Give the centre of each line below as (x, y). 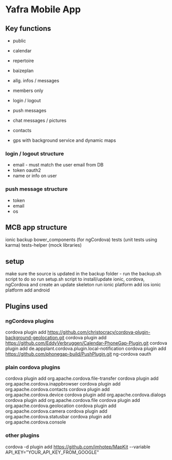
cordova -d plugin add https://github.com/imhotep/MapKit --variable (78, 447)
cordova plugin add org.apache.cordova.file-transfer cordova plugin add (82, 378)
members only (28, 90)
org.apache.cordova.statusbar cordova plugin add (58, 417)
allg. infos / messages (36, 80)
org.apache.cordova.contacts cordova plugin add (58, 390)
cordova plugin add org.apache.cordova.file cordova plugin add (73, 400)
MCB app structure (36, 227)
